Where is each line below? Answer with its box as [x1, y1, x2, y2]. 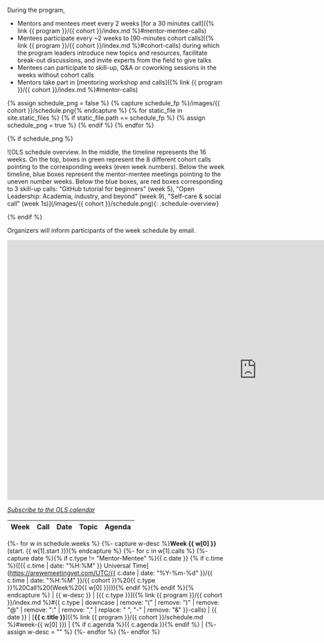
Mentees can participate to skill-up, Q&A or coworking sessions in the [17, 64, 217, 71]
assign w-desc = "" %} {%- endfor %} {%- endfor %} [7, 628, 161, 636]
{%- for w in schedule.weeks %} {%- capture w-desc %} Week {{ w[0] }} [7, 540, 217, 547]
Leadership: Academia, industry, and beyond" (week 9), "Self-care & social [7, 192, 222, 200]
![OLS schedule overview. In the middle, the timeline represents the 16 [7, 148, 206, 156]
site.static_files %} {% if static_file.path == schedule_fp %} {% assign [7, 114, 206, 122]
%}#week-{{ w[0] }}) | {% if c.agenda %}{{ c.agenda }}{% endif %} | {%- [7, 620, 217, 628]
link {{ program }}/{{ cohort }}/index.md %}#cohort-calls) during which [17, 42, 220, 49]
